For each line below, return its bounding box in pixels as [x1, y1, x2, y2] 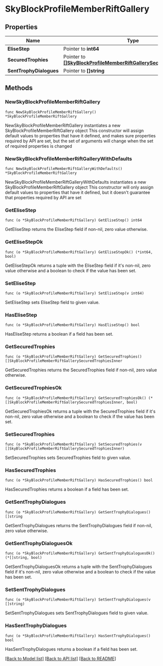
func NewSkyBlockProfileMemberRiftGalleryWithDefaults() [5, 166, 123, 171]
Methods [5, 84, 33, 92]
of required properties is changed [5, 143, 72, 149]
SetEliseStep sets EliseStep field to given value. [5, 299, 100, 305]
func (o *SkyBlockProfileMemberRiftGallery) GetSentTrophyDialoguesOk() [5, 551, 155, 556]
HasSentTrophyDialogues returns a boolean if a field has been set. [5, 646, 138, 652]
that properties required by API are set [5, 194, 81, 200]
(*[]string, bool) [5, 555, 42, 560]
